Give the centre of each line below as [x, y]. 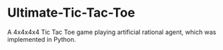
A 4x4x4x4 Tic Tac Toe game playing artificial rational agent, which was [112, 32]
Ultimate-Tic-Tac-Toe [71, 13]
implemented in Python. [42, 39]
